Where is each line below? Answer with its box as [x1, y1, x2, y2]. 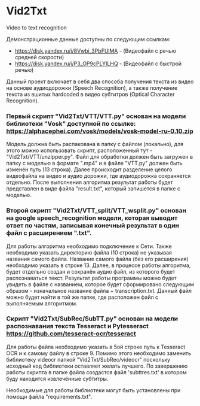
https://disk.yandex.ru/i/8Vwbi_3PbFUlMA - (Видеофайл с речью [14, 47, 176, 54]
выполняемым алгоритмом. [6, 299, 78, 307]
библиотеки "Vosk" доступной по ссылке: [6, 119, 136, 128]
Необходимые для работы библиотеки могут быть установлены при [6, 386, 181, 393]
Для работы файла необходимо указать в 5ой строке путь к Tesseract [6, 343, 186, 350]
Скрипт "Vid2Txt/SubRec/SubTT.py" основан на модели [6, 314, 179, 323]
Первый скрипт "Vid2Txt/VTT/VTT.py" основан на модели [6, 112, 186, 120]
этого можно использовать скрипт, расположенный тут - [6, 147, 153, 154]
